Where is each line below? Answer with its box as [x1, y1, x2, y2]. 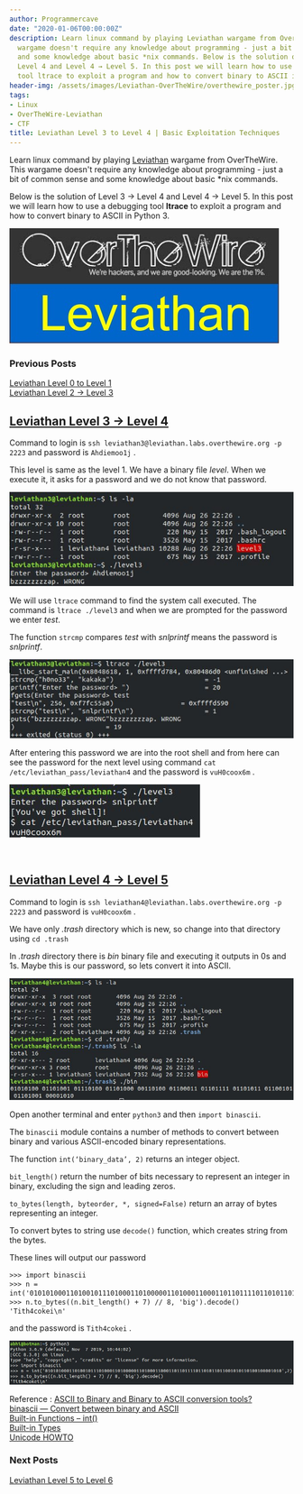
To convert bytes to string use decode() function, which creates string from [9, 1224, 289, 1235]
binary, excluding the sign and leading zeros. [9, 1180, 176, 1191]
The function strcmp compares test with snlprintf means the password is [9, 631, 278, 642]
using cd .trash [9, 933, 69, 944]
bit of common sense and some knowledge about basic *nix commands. [9, 174, 279, 185]
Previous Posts [9, 357, 77, 370]
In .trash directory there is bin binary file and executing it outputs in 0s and [9, 950, 287, 961]
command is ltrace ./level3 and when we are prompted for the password [9, 604, 288, 615]
